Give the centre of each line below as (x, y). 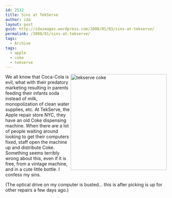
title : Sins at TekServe (32, 15)
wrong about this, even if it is (36, 159)
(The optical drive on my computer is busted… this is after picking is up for (84, 185)
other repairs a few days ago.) (37, 190)
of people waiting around (32, 131)
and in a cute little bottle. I (33, 169)
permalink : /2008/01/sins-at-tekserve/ (48, 34)
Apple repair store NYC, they (36, 115)
